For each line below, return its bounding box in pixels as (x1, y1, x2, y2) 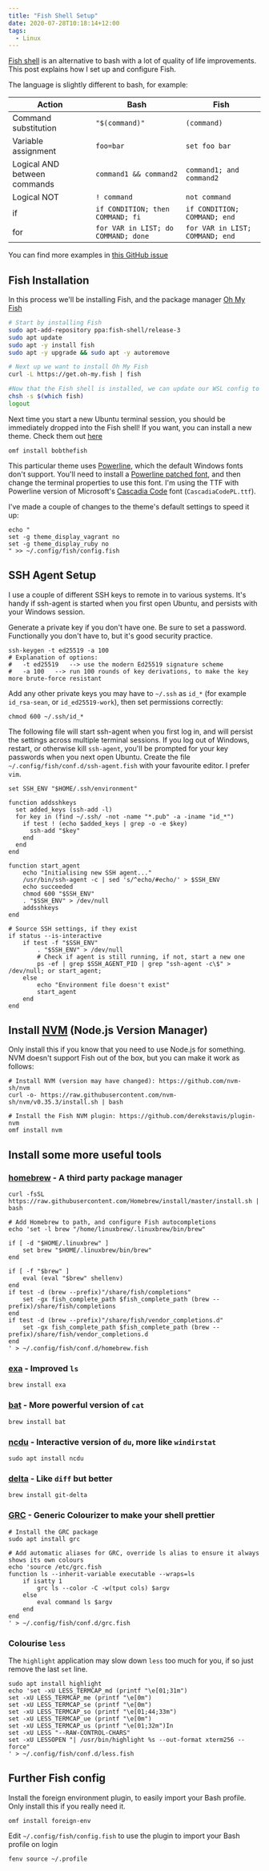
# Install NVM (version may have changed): (8, 1077, 156, 1085)
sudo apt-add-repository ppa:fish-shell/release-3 (8, 326, 181, 334)
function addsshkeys (8, 799, 78, 807)
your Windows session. (8, 606, 86, 617)
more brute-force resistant (8, 674, 102, 682)
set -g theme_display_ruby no (8, 540, 110, 548)
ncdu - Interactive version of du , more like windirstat (8, 1436, 216, 1447)
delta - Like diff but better (8, 1473, 113, 1484)
